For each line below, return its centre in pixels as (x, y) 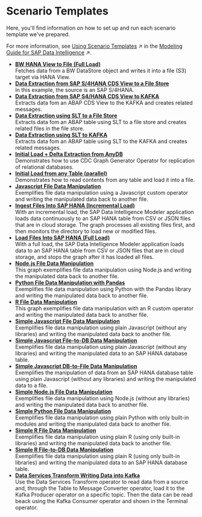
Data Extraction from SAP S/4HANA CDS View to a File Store (92, 83)
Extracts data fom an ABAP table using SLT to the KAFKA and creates (101, 141)
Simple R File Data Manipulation (55, 430)
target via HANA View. (43, 77)
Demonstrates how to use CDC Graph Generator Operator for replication (105, 160)
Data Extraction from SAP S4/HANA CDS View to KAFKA (87, 96)
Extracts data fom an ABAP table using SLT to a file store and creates (101, 122)
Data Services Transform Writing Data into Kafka (77, 475)
